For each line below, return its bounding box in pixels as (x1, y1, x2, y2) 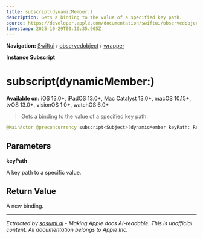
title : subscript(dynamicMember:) (6, 8, 94, 15)
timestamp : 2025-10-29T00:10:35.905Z (6, 25, 101, 32)
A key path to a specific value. (6, 169, 82, 176)
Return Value (6, 186, 56, 196)
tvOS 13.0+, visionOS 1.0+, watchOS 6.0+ (6, 101, 109, 108)
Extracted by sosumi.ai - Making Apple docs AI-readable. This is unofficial (6, 219, 192, 226)
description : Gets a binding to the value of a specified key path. (6, 14, 182, 20)
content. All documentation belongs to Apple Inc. (6, 226, 128, 233)
